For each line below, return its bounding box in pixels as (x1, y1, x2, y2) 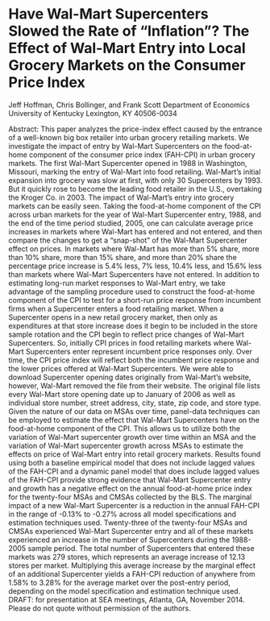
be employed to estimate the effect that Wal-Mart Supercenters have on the (8, 415, 260, 424)
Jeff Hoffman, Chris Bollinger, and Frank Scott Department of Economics (8, 100, 250, 110)
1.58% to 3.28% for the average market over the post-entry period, (8, 578, 231, 587)
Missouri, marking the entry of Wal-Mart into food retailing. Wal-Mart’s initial (8, 167, 261, 176)
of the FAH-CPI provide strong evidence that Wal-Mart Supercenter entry (8, 474, 251, 484)
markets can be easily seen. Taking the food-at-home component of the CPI (8, 201, 262, 210)
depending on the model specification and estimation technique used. (8, 586, 241, 596)
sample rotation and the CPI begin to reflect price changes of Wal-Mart (8, 329, 244, 339)
